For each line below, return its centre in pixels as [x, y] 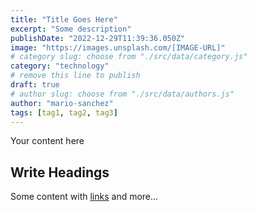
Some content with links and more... [84, 197]
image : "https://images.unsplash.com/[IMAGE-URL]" [118, 47]
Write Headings [60, 172]
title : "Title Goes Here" [64, 19]
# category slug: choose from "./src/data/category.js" [129, 57]
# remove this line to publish [75, 76]
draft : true [35, 85]
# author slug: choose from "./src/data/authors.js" [122, 94]
